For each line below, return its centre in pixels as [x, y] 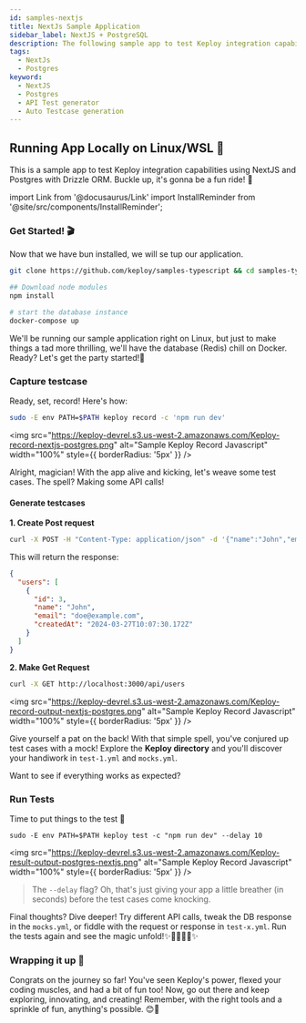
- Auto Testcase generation [71, 111]
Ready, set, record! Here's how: [69, 401]
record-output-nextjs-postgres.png [76, 711]
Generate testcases [47, 503]
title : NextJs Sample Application [75, 26]
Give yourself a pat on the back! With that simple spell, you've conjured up [149, 738]
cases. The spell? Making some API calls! [87, 481]
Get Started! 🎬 [42, 230]
